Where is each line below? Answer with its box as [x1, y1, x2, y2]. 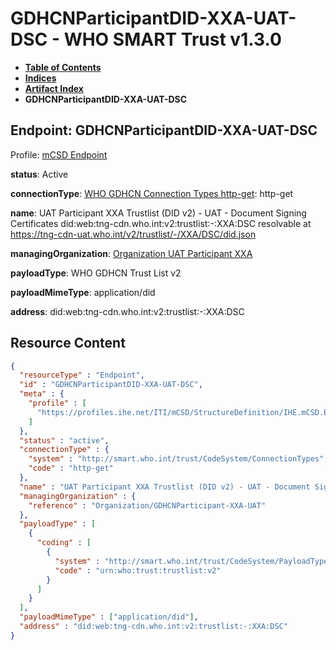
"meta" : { [19, 389, 65, 399]
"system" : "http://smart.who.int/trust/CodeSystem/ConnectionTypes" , [28, 454, 329, 464]
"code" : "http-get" [28, 463, 114, 474]
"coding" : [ [36, 538, 92, 548]
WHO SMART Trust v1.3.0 [63, 28, 282, 51]
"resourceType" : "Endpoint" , [19, 370, 145, 381]
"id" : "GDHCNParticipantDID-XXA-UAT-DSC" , [19, 380, 203, 390]
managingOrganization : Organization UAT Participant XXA [10, 247, 253, 259]
